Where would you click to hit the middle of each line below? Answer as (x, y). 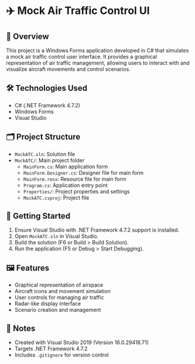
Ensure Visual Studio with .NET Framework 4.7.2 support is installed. (97, 230)
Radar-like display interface (47, 304)
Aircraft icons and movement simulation (62, 291)
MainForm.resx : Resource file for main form (75, 179)
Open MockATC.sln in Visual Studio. (56, 236)
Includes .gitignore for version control (61, 355)
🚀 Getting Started (38, 216)
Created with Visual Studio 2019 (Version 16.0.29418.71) (82, 342)
